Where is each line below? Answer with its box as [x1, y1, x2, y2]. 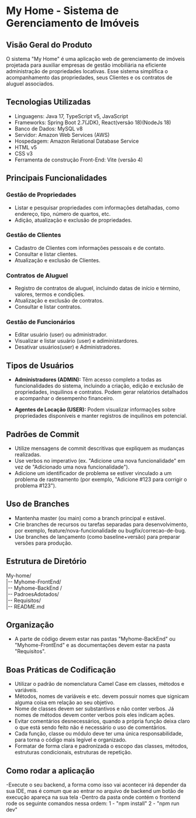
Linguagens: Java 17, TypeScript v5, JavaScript [14, 112, 129, 119]
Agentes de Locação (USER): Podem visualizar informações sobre [14, 406, 176, 413]
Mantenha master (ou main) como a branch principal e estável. [14, 514, 166, 521]
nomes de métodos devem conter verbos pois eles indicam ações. [14, 712, 176, 719]
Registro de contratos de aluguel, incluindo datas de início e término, [14, 285, 181, 292]
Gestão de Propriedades [6, 191, 77, 199]
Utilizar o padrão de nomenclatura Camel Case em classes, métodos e [14, 680, 184, 688]
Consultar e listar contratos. [14, 303, 82, 311]
